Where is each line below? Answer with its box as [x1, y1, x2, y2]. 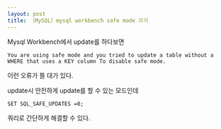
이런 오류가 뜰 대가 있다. [7, 71, 74, 79]
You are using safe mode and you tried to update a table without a [7, 51, 214, 59]
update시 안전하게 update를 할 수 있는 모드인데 [7, 86, 139, 94]
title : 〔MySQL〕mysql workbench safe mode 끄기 [7, 17, 149, 24]
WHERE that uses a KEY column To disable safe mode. [7, 57, 166, 64]
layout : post [7, 10, 46, 18]
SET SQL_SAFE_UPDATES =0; [7, 100, 84, 107]
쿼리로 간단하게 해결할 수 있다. [7, 113, 91, 122]
